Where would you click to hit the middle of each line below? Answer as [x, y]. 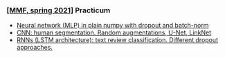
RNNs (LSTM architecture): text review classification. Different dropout [117, 40]
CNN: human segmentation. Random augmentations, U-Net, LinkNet [114, 32]
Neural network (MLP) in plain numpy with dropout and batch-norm [112, 26]
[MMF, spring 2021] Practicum [58, 10]
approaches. [35, 48]
